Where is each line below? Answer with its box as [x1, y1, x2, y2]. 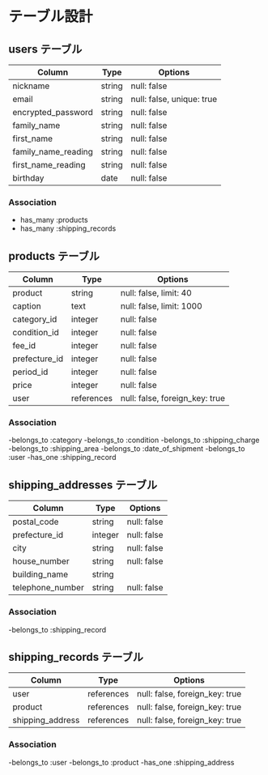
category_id [12, 313, 57, 325]
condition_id [12, 327, 59, 339]
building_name [12, 568, 69, 580]
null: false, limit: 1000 [120, 300, 202, 312]
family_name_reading [12, 147, 93, 157]
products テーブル [8, 249, 100, 263]
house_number [12, 556, 70, 567]
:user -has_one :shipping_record [8, 453, 117, 462]
